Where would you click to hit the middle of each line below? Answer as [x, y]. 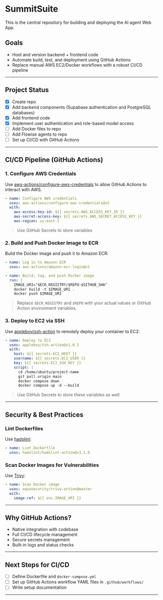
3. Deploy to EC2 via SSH [35, 321]
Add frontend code [31, 118]
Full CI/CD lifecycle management [45, 535]
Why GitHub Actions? [38, 518]
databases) [23, 112]
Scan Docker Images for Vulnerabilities [52, 465]
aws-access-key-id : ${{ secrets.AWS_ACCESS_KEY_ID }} [69, 212]
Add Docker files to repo [37, 129]
